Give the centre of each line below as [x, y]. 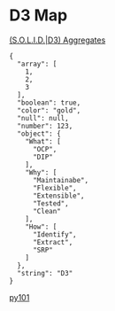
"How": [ [41, 227]
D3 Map [38, 16]
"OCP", [45, 149]
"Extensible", [59, 196]
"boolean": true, [49, 103]
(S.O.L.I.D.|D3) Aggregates [57, 40]
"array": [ [37, 64]
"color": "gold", [49, 110]
